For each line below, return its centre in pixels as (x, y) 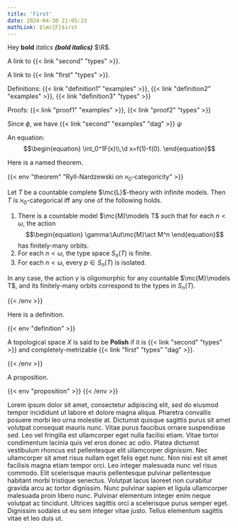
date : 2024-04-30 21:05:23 (47, 21)
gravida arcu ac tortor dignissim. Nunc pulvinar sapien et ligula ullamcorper (118, 488)
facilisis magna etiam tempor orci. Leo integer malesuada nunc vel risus (112, 465)
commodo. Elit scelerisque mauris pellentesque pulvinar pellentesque (109, 473)
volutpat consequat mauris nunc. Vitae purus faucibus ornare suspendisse (117, 428)
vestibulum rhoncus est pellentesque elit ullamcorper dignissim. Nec (108, 450)
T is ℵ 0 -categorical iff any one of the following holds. (85, 201)
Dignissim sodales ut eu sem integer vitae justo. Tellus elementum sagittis (115, 511)
